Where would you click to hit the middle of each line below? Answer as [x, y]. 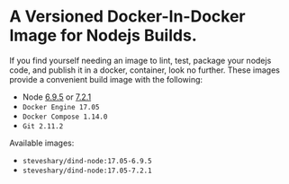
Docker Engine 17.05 [61, 107]
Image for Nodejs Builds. [103, 35]
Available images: [42, 143]
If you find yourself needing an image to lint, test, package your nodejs [140, 60]
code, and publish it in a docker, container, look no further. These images [145, 70]
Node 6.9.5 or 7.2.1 [57, 97]
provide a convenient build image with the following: [106, 79]
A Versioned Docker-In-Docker [127, 17]
